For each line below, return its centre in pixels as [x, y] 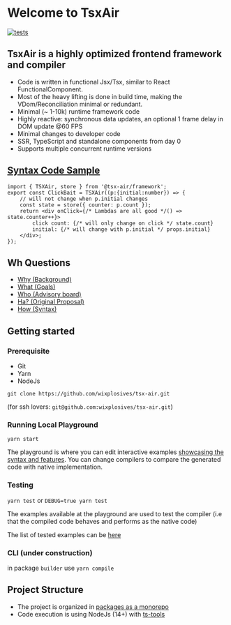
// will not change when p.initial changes [84, 199]
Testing [20, 485]
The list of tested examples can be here [64, 534]
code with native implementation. [55, 467]
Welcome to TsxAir [64, 13]
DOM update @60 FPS [50, 126]
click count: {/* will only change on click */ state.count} [123, 223]
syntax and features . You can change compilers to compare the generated [114, 460]
